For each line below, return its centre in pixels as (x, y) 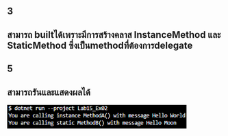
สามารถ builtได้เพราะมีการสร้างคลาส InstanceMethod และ (114, 35)
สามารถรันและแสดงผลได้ (49, 92)
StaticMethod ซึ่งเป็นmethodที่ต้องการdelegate (100, 45)
